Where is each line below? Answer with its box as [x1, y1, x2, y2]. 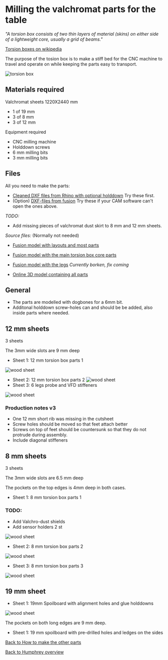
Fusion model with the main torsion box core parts [12, 252, 117, 258]
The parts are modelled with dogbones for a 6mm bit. [12, 299, 123, 305]
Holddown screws [12, 144, 50, 150]
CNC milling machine [12, 138, 56, 144]
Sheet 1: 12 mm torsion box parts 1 [12, 357, 83, 363]
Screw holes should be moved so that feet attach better [12, 421, 128, 427]
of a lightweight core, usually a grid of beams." [5, 36, 103, 42]
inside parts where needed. [12, 310, 69, 316]
